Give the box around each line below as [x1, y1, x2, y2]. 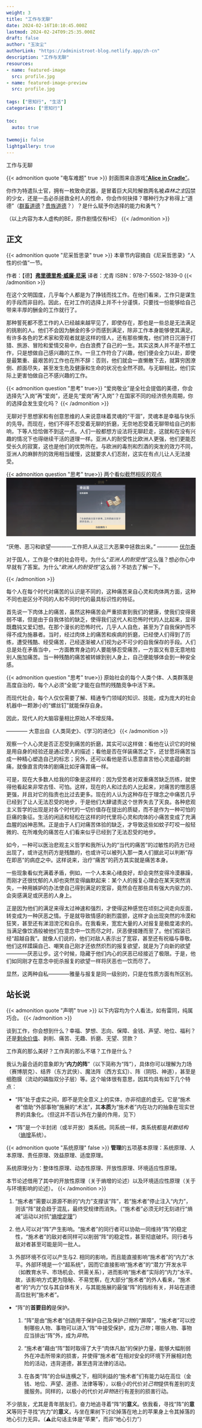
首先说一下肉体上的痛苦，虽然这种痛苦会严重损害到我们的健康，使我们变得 [6, 608, 191, 615]
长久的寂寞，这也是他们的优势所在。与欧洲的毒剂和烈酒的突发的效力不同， [11, 442, 196, 449]
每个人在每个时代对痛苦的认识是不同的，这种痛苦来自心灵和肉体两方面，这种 [6, 588, 196, 595]
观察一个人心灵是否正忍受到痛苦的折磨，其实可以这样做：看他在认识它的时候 [6, 740, 196, 747]
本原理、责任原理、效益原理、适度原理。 [6, 1151, 106, 1158]
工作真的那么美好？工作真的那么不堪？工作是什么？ [6, 1047, 133, 1055]
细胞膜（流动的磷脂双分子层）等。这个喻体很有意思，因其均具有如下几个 [6, 1075, 185, 1082]
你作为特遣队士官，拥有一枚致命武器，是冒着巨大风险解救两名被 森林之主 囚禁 [6, 187, 196, 194]
